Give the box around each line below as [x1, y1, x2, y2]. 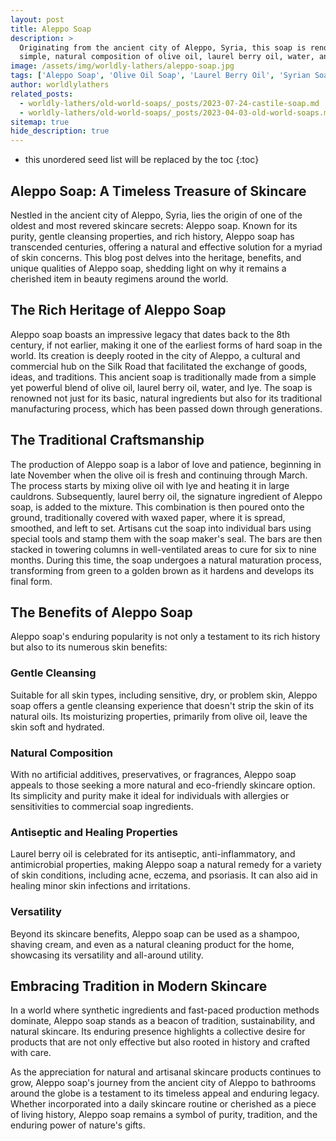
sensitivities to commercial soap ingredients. [10, 800, 194, 812]
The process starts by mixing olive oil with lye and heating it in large [10, 479, 290, 491]
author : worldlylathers [10, 80, 110, 90]
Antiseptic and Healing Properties [10, 825, 178, 839]
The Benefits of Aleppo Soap [10, 604, 193, 621]
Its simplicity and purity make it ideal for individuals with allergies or [10, 789, 290, 801]
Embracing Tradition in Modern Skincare [10, 977, 268, 995]
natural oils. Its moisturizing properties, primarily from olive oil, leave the [10, 710, 308, 722]
